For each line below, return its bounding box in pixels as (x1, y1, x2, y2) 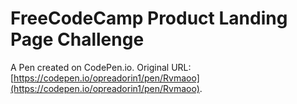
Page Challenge (10, 28, 145, 51)
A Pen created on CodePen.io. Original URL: (10, 61, 192, 73)
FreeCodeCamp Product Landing (10, 7, 288, 30)
